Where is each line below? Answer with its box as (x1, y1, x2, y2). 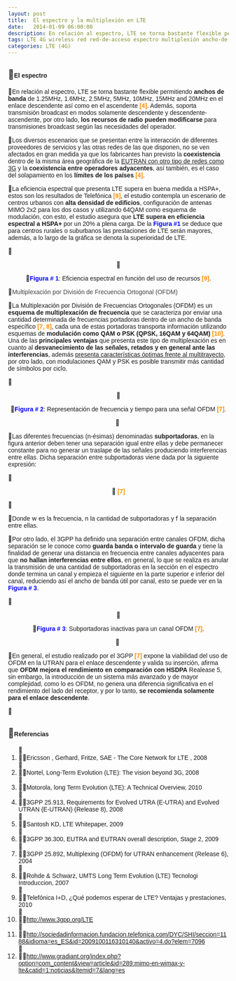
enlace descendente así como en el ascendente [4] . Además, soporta (8, 101, 197, 109)
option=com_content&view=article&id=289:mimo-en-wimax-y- (18, 959, 185, 967)
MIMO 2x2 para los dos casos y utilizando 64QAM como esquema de (8, 206, 197, 213)
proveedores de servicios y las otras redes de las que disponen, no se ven (8, 143, 209, 151)
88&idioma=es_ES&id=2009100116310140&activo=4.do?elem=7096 (18, 937, 206, 945)
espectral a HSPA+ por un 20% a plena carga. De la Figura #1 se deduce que (8, 220, 223, 227)
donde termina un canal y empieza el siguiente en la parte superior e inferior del (8, 570, 225, 578)
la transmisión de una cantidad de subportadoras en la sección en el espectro (8, 563, 219, 571)
